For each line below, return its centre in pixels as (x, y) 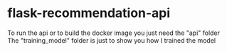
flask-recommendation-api (89, 13)
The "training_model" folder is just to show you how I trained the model (111, 40)
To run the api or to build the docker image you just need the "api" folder (114, 33)
